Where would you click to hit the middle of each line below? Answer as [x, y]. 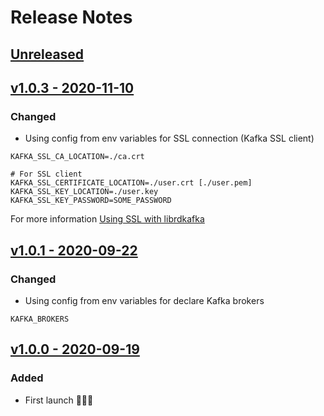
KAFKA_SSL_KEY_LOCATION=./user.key [84, 192]
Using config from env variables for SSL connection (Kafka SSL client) [169, 138]
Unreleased [47, 54]
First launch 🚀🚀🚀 [59, 400]
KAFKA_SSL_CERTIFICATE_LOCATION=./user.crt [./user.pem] [131, 183]
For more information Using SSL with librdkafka [107, 219]
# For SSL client [46, 174]
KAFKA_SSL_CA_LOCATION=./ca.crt [77, 157]
